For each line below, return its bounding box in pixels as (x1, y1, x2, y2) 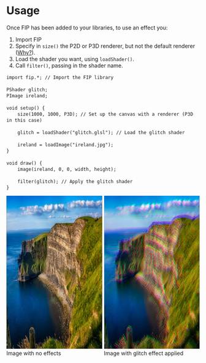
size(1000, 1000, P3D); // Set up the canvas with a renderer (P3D (17, 111, 193, 117)
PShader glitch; (6, 86, 48, 92)
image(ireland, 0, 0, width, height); (17, 166, 116, 172)
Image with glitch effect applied (104, 350, 184, 357)
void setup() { (6, 105, 45, 111)
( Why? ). (15, 48, 36, 56)
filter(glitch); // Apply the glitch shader (17, 178, 133, 184)
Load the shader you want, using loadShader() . (15, 55, 135, 62)
